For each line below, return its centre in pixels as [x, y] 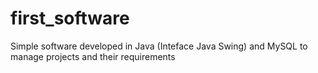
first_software [70, 18]
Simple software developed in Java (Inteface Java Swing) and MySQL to [159, 46]
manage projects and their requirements [93, 56]
